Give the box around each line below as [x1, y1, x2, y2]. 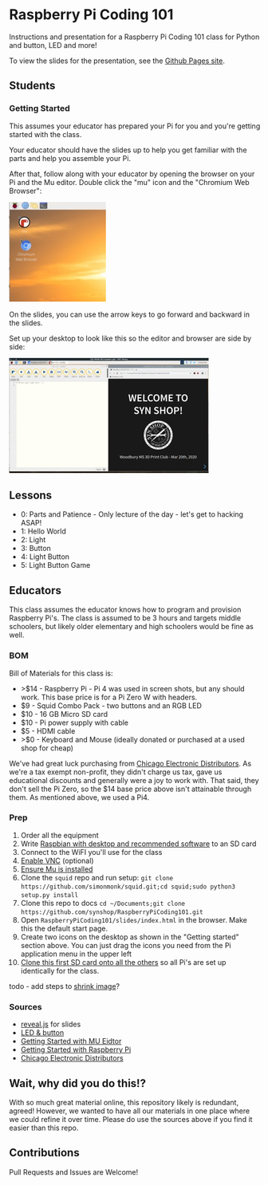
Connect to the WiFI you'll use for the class [20, 847, 163, 856]
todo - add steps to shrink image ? [9, 981, 120, 990]
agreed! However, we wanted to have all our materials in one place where [9, 1106, 250, 1116]
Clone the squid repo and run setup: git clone [20, 872, 174, 882]
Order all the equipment [20, 830, 99, 840]
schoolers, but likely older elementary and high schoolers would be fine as [9, 622, 254, 632]
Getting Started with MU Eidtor [20, 1037, 122, 1046]
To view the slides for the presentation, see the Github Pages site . [9, 56, 226, 65]
